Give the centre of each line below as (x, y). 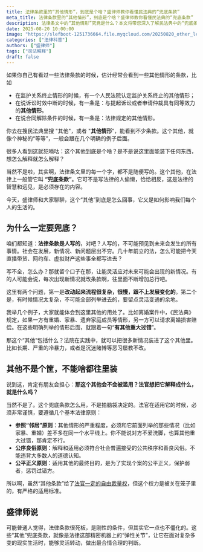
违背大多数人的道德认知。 (52, 456)
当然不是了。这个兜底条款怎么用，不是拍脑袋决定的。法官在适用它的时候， (99, 405)
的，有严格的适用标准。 (35, 491)
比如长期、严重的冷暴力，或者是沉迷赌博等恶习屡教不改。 (78, 348)
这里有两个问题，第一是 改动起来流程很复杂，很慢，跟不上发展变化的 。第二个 (101, 292)
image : (14, 34)
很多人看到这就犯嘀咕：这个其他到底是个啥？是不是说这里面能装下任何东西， (101, 151)
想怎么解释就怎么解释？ (35, 158)
